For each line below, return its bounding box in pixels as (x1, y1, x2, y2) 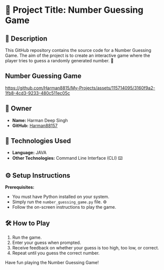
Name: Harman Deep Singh (12, 117, 68, 123)
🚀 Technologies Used (5, 137, 71, 145)
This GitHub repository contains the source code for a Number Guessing (5, 48, 152, 53)
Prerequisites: (5, 184, 35, 190)
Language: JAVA (12, 149, 47, 156)
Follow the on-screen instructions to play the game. (12, 204, 117, 210)
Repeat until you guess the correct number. (12, 250, 100, 256)
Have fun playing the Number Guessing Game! (5, 260, 99, 266)
